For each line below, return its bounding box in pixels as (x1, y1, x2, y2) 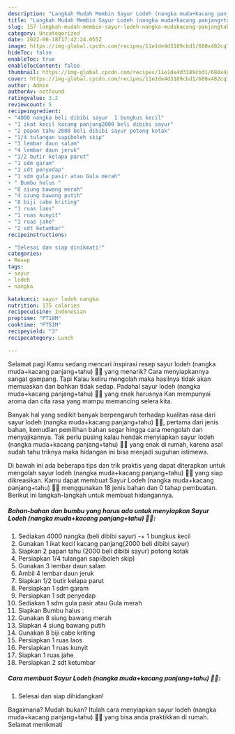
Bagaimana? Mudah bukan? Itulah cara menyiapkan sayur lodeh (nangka (8, 705, 217, 714)
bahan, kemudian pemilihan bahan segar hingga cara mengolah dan (8, 425, 203, 433)
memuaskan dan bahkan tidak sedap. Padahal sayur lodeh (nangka (8, 382, 201, 390)
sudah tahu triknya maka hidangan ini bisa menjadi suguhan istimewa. (8, 447, 209, 456)
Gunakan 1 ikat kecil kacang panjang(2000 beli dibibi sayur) (17, 539, 190, 547)
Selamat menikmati (8, 720, 63, 728)
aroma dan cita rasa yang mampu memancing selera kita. (8, 396, 173, 405)
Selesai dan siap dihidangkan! (17, 691, 104, 700)
